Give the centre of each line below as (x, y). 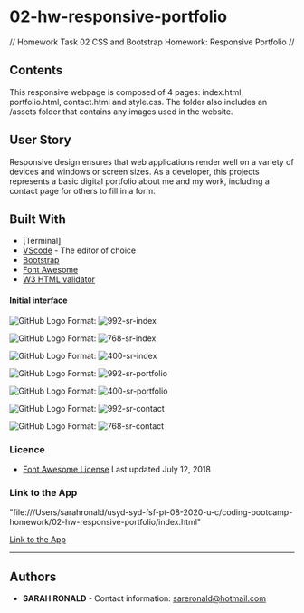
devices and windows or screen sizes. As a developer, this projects (134, 171)
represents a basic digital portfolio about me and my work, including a (139, 181)
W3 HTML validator (59, 279)
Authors (33, 576)
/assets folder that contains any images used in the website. (121, 112)
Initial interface (38, 300)
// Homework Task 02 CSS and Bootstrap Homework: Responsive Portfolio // (152, 42)
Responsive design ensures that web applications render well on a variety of (152, 161)
